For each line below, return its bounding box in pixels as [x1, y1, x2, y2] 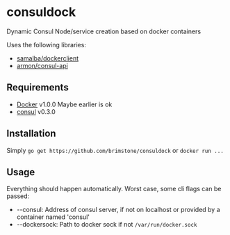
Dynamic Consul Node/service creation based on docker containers [6, 27, 202, 35]
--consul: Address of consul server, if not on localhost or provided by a [16, 206, 220, 214]
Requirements [6, 81, 69, 94]
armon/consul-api [16, 61, 69, 70]
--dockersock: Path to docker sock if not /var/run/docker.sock [16, 220, 197, 229]
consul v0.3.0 [16, 107, 56, 115]
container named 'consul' [16, 213, 90, 221]
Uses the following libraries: [6, 40, 86, 49]
